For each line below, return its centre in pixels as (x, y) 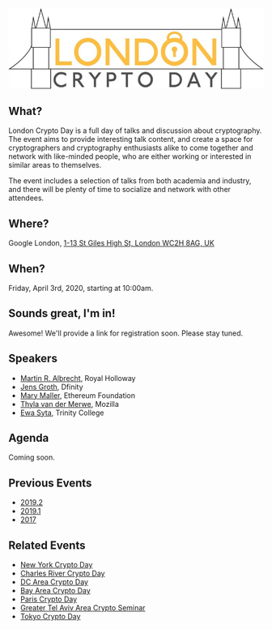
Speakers (33, 359)
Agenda (29, 438)
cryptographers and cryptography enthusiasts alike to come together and (131, 148)
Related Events (47, 545)
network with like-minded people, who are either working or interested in (130, 156)
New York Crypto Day (56, 565)
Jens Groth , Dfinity (51, 387)
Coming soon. (32, 457)
